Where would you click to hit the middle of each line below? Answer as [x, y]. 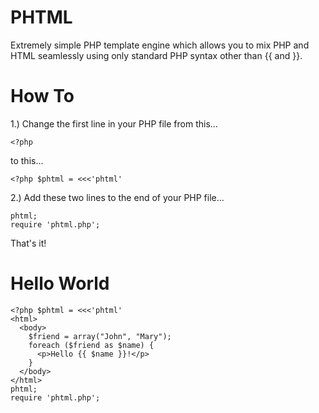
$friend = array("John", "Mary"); [100, 336]
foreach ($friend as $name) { [91, 345]
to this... [27, 160]
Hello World [60, 283]
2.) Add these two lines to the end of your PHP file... [117, 197]
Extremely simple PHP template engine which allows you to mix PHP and [160, 45]
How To [42, 96]
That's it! [28, 243]
